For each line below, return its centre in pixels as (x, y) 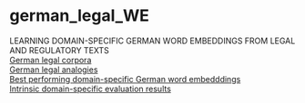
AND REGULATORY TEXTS (59, 50)
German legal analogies (54, 70)
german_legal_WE (80, 16)
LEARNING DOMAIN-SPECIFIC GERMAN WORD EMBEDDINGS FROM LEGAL (152, 41)
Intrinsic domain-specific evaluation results (90, 89)
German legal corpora (51, 60)
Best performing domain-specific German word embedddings (125, 79)
